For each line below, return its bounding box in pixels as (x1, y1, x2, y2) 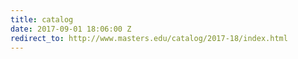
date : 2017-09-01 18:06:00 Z (10, 24, 132, 34)
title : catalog (10, 14, 74, 25)
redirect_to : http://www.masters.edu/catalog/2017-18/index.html (10, 33, 288, 43)
